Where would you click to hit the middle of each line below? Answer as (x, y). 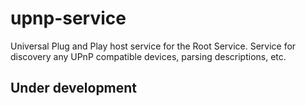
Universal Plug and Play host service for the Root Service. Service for (153, 46)
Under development (74, 88)
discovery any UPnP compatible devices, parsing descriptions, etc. (148, 56)
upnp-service (68, 18)
